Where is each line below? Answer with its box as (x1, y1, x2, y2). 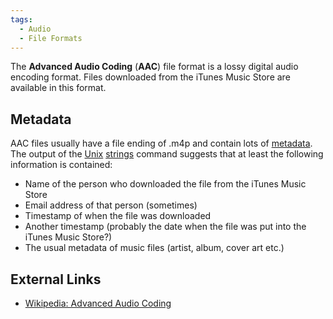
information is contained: (10, 159, 113, 171)
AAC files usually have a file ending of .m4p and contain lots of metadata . (10, 137, 313, 150)
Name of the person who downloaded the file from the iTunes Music (24, 178, 307, 190)
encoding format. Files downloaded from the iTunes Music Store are (10, 71, 291, 83)
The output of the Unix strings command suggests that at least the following (10, 148, 324, 160)
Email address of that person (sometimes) (24, 199, 198, 211)
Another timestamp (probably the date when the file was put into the (24, 221, 307, 233)
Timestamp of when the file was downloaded (24, 210, 212, 222)
